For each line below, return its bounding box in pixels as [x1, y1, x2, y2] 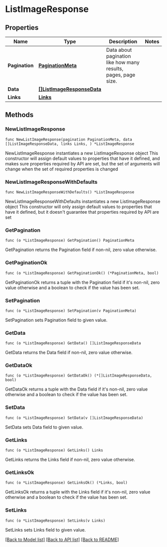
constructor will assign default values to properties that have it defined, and [5, 155, 160, 161]
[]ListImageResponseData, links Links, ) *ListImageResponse [5, 141, 135, 146]
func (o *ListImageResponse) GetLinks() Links [5, 448, 103, 453]
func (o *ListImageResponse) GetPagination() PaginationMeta [5, 238, 135, 243]
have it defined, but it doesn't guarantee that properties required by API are [5, 209, 159, 215]
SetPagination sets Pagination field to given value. [5, 317, 108, 323]
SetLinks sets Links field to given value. [5, 527, 86, 533]
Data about [106, 46, 132, 53]
